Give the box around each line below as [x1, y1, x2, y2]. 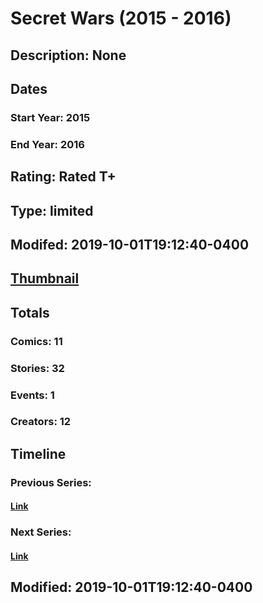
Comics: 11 [10, 334, 63, 348]
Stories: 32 [10, 361, 65, 375]
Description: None [10, 47, 127, 64]
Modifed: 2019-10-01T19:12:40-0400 [10, 236, 250, 253]
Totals [10, 304, 50, 321]
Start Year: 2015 [10, 110, 91, 124]
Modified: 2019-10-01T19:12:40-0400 [10, 579, 253, 596]
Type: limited [10, 202, 94, 219]
